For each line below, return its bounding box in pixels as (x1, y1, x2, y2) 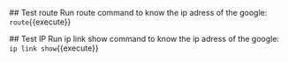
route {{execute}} (9, 17, 72, 27)
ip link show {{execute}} (9, 43, 99, 53)
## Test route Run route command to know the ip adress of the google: (9, 8, 268, 17)
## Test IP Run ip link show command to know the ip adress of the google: (9, 34, 280, 44)
